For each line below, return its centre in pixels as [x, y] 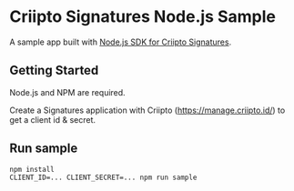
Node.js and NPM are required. [67, 92]
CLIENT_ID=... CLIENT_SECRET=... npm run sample [103, 177]
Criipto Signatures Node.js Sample [142, 17]
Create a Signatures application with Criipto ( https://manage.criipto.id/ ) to [147, 110]
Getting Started [54, 70]
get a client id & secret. [53, 119]
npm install [32, 169]
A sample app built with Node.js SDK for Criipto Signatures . [121, 42]
